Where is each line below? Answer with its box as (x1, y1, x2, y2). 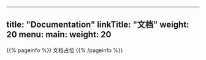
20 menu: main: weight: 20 (6, 29, 112, 40)
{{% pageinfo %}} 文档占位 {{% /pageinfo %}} (6, 47, 123, 54)
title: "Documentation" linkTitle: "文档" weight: (6, 20, 189, 30)
